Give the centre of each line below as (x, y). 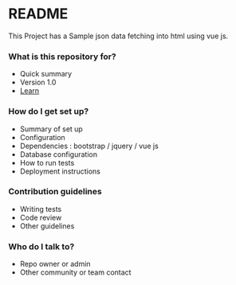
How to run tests (47, 162)
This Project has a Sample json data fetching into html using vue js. (118, 36)
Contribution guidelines (55, 192)
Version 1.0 (38, 82)
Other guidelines (47, 226)
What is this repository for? (63, 57)
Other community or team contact (75, 272)
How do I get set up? (49, 111)
